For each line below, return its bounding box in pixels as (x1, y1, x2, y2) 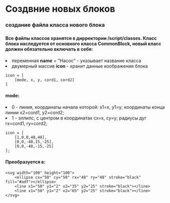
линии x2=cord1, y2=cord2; (5, 109, 64, 115)
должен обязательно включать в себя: (5, 46, 93, 52)
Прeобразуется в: (5, 159, 46, 165)
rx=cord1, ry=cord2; (5, 120, 48, 126)
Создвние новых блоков (5, 3, 116, 15)
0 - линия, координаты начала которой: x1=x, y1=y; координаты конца (12, 104, 165, 110)
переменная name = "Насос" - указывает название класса (12, 57, 141, 64)
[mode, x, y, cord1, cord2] (14, 77, 74, 83)
